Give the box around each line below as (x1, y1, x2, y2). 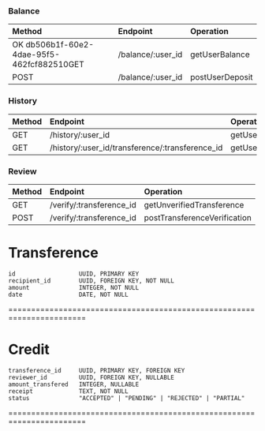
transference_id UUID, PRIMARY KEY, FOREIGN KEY (8, 366, 185, 374)
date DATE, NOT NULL (8, 290, 129, 298)
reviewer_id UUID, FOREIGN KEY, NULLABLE (8, 373, 175, 381)
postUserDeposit (190, 72, 253, 83)
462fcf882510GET (12, 59, 84, 70)
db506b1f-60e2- (25, 39, 95, 51)
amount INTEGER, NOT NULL (8, 283, 140, 291)
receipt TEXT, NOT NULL (8, 387, 129, 395)
